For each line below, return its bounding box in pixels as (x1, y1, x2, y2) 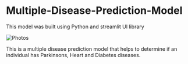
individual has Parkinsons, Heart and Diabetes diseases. (6, 51, 141, 58)
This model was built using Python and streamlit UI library (6, 23, 144, 30)
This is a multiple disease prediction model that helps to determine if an (6, 45, 178, 52)
